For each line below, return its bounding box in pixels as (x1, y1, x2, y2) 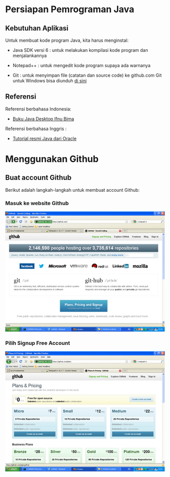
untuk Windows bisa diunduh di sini (12, 78, 87, 83)
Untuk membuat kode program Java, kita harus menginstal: (5, 37, 129, 43)
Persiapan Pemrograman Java (5, 4, 135, 15)
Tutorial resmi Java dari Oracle (12, 135, 77, 141)
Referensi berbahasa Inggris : (5, 126, 67, 132)
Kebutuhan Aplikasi (5, 24, 69, 33)
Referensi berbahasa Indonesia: (5, 106, 72, 112)
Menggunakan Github (5, 154, 99, 165)
